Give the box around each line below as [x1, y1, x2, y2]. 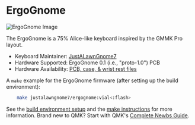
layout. [6, 41, 23, 48]
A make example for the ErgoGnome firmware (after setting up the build [6, 77, 179, 84]
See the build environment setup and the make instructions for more [6, 105, 173, 112]
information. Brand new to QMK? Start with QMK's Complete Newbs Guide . [6, 111, 190, 119]
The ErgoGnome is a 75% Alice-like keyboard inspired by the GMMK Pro [6, 35, 183, 42]
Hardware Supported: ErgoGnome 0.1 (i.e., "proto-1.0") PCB [14, 59, 161, 66]
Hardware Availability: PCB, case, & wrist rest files [14, 65, 138, 72]
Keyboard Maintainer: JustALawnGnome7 [14, 52, 117, 60]
